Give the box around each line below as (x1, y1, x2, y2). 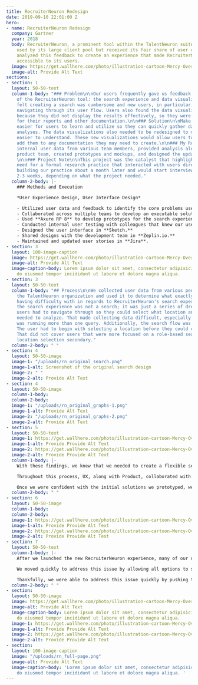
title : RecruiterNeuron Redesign (6, 8, 88, 15)
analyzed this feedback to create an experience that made (16, 52, 165, 58)
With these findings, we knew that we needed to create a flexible (16, 463, 186, 469)
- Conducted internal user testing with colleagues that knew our (16, 222, 183, 228)
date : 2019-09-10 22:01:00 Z (6, 14, 78, 20)
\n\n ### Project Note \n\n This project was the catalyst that (16, 157, 170, 163)
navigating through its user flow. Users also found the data (16, 107, 173, 113)
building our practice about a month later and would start (16, 167, 167, 174)
